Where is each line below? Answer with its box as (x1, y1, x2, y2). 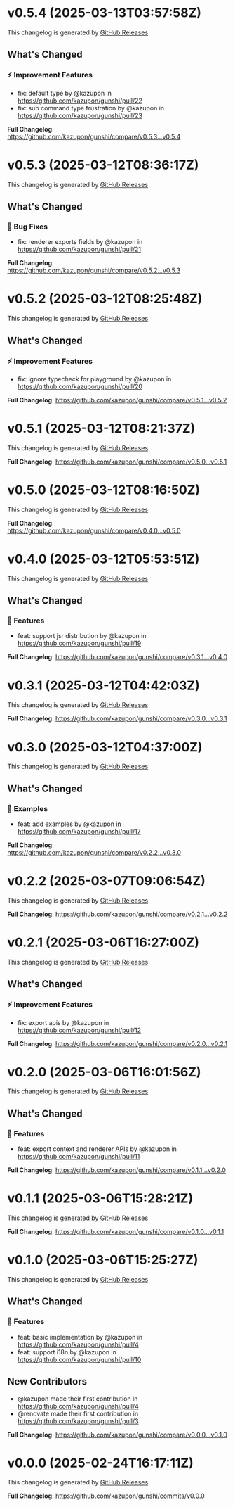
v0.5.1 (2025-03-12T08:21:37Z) (7, 421, 196, 437)
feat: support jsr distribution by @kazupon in (17, 632, 147, 640)
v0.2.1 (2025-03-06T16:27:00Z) (7, 934, 200, 950)
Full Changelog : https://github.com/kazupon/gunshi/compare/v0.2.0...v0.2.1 (7, 1039, 228, 1048)
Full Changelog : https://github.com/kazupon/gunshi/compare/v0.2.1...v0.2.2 (7, 910, 228, 918)
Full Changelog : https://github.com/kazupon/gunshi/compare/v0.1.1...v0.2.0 (7, 1166, 227, 1174)
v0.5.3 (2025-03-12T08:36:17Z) (7, 157, 199, 173)
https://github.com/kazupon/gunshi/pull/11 (17, 1152, 140, 1161)
